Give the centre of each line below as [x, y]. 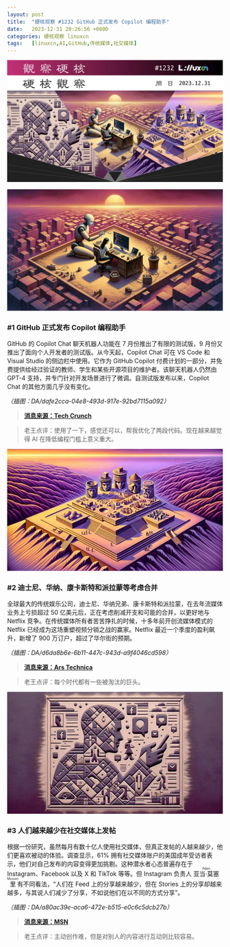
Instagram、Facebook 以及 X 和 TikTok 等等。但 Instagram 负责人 [100, 874]
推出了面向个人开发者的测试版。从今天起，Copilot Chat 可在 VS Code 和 [108, 352]
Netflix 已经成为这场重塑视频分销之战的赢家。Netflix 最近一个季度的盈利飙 [111, 630]
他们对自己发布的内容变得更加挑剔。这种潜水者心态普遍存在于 [106, 864]
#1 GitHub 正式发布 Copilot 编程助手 [66, 328]
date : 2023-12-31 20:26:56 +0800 [58, 29]
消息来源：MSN [46, 922]
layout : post [26, 14]
